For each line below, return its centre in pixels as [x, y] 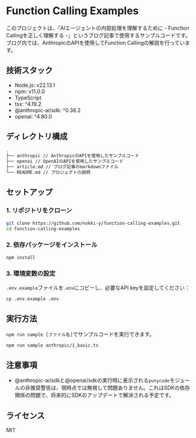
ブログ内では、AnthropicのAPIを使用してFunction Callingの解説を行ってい [96, 43]
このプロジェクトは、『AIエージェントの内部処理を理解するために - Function [98, 28]
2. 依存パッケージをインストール [52, 245]
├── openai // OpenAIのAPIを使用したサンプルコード [65, 161]
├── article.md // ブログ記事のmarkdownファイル [62, 167]
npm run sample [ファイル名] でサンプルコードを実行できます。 [80, 334]
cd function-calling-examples [43, 228]
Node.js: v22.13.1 [35, 85]
